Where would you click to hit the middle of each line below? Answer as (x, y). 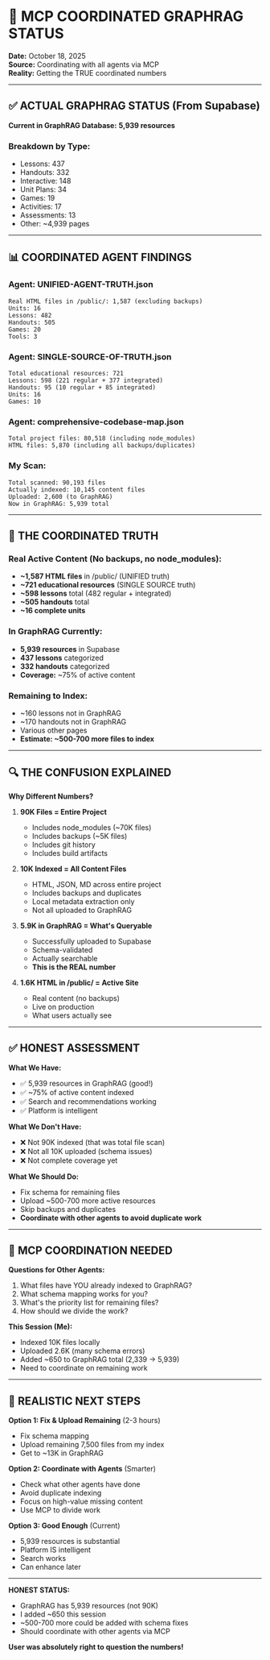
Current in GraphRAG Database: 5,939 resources (92, 125)
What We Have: (35, 1068)
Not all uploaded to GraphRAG (82, 910)
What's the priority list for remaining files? (89, 1303)
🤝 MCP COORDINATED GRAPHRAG (126, 17)
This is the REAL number (74, 967)
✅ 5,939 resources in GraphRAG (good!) (86, 1083)
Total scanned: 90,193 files (57, 483)
